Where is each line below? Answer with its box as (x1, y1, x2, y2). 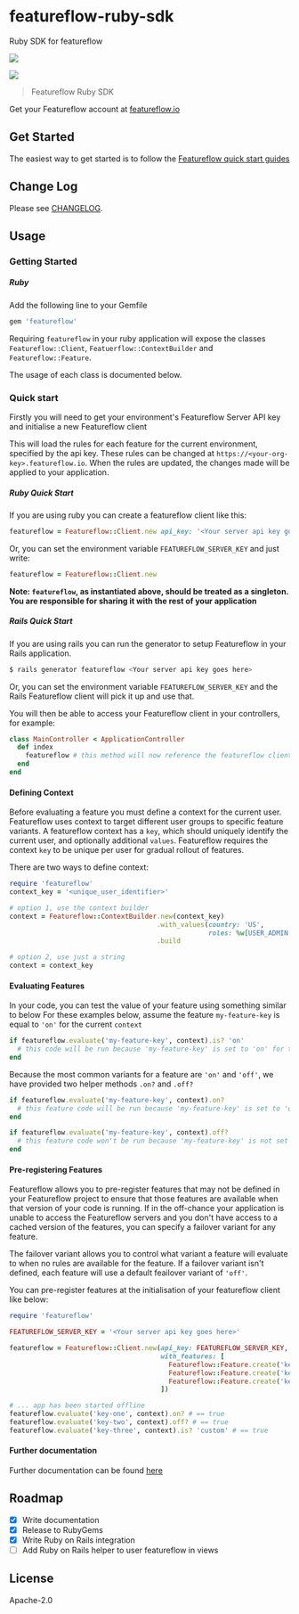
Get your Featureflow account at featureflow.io (9, 103, 181, 114)
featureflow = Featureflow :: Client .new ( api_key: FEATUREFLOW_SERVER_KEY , (9, 1344, 289, 1353)
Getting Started (9, 255, 77, 267)
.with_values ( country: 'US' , (156, 920, 265, 929)
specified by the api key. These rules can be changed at (9, 448, 215, 459)
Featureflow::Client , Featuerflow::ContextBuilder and (9, 342, 214, 353)
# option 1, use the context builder (9, 903, 149, 913)
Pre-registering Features (9, 1164, 103, 1175)
